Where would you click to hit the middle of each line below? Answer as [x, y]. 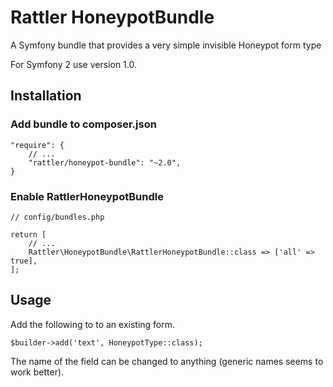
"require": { [37, 145]
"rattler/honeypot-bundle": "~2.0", [105, 162]
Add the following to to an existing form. [93, 324]
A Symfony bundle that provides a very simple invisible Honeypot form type [166, 45]
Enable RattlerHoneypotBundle [87, 196]
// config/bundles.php [57, 217]
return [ [28, 234]
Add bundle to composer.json [83, 124]
